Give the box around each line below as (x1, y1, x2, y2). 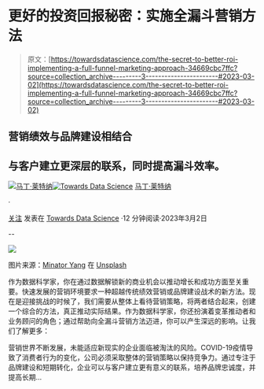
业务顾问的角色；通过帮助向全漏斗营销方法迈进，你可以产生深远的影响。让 (8, 317, 249, 326)
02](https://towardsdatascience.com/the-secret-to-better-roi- (27, 80, 229, 89)
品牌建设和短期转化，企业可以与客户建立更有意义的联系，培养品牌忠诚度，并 (8, 363, 256, 372)
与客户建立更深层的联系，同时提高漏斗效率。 (8, 159, 225, 172)
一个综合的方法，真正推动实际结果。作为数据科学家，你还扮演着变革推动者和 (8, 306, 256, 316)
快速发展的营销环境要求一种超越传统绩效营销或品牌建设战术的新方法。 (21, 287, 249, 296)
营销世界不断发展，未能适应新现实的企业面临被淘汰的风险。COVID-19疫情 (8, 343, 247, 353)
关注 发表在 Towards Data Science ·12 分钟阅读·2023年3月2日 (8, 213, 208, 223)
